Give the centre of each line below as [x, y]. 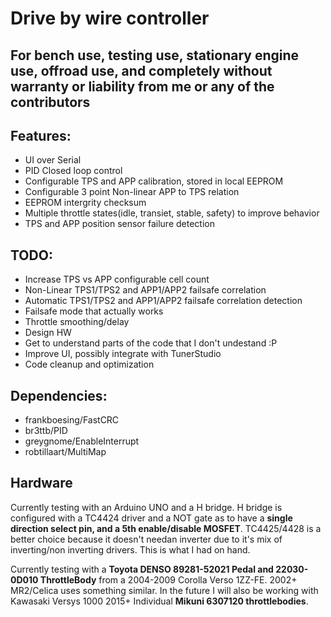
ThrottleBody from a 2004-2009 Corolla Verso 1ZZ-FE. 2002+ [168, 579]
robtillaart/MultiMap [65, 452]
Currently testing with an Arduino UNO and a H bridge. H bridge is [146, 507]
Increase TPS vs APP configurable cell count [117, 279]
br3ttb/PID [46, 431]
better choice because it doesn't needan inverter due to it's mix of [146, 539]
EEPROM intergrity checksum [85, 203]
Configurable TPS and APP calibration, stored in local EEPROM [154, 181]
